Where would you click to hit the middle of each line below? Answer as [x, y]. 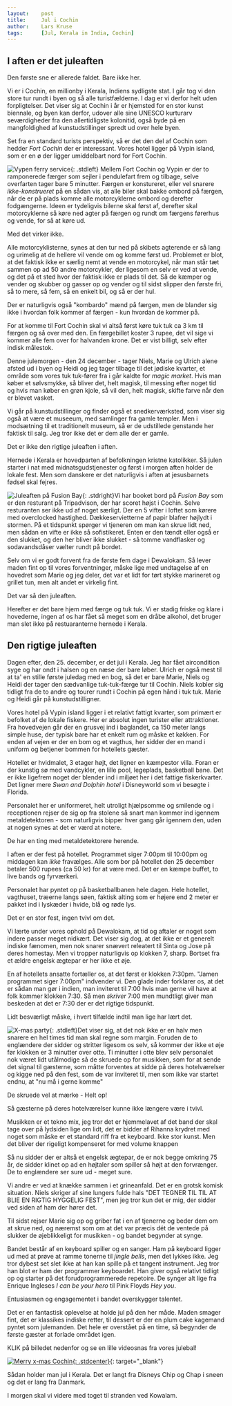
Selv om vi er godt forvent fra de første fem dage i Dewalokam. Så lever [109, 560]
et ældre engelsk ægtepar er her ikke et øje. [70, 960]
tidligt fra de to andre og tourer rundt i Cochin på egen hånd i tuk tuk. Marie [114, 692]
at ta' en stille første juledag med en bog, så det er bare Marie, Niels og [108, 677]
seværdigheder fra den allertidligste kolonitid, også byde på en [96, 120]
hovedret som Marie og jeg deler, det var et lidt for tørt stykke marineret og [114, 575]
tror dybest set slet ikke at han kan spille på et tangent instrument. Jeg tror [113, 1264]
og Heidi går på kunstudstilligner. [54, 699]
